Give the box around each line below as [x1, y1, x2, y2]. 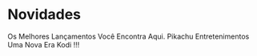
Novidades [7, 6, 82, 24]
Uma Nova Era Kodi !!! [7, 39, 80, 49]
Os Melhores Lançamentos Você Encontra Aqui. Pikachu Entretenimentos [7, 32, 250, 41]
